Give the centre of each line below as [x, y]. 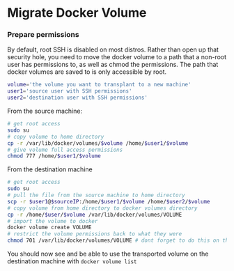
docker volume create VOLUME [49, 228]
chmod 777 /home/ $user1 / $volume [54, 156]
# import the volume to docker [53, 221]
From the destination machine [50, 169]
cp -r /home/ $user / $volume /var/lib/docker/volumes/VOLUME [95, 215]
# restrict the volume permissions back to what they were [95, 234]
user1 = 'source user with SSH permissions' [70, 91]
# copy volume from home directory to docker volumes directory [102, 208]
